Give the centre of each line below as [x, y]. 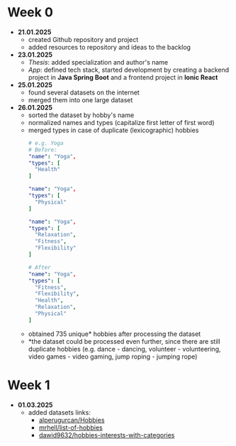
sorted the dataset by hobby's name [81, 115]
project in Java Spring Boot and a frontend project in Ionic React [123, 77]
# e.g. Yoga [46, 143]
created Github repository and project [83, 39]
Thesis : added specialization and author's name [98, 62]
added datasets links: [59, 412]
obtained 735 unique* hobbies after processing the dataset [114, 334]
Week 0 [30, 12]
